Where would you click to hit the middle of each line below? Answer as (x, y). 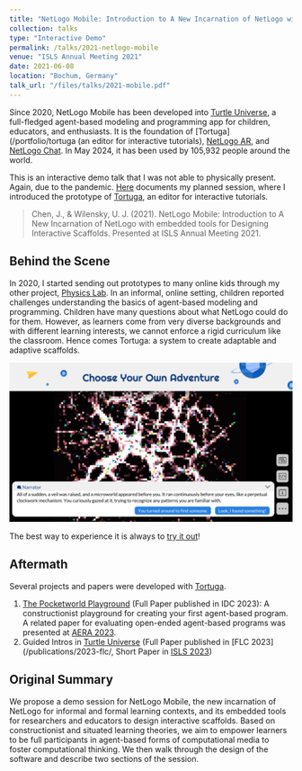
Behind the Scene (60, 261)
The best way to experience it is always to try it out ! (105, 536)
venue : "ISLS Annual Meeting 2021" (76, 57)
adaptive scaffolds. (45, 350)
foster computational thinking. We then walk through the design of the (139, 749)
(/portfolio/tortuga (43, 140)
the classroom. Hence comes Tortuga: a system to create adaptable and (143, 340)
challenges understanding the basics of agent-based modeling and (133, 302)
